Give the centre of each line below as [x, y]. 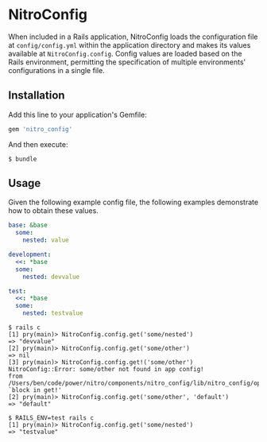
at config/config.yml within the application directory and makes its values [130, 45]
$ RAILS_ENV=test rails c [51, 418]
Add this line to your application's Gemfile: [77, 114]
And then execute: [38, 144]
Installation [37, 96]
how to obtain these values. [54, 211]
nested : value [46, 240]
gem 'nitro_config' [41, 129]
